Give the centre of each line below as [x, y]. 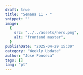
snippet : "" [17, 19]
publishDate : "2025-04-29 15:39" [40, 46]
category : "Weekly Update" [33, 51]
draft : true [17, 10]
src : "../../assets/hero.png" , [46, 33]
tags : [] [14, 60]
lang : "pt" [16, 65]
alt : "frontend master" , [40, 37]
